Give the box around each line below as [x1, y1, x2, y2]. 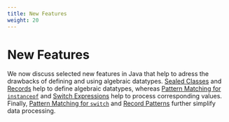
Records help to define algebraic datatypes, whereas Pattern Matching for [7, 84, 221, 93]
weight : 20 [7, 17, 39, 24]
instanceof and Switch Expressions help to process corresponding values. [7, 92, 223, 100]
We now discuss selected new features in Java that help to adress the [7, 70, 209, 78]
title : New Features [7, 10, 68, 17]
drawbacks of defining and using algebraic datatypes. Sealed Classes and [7, 77, 222, 86]
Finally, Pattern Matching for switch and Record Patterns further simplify [7, 99, 216, 108]
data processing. [7, 107, 56, 115]
